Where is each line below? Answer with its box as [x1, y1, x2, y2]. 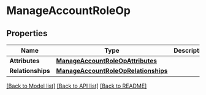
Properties [6, 28, 48, 39]
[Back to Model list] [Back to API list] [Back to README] [6, 82, 147, 89]
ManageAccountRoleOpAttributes [56, 56, 158, 65]
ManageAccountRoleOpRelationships [56, 67, 168, 75]
